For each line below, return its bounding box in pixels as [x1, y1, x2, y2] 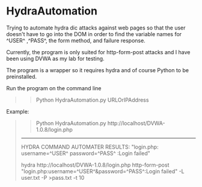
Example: [6, 108, 29, 115]
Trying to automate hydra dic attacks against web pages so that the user [6, 24, 186, 31]
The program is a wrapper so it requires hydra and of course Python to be [6, 66, 189, 73]
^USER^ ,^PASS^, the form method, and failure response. [6, 37, 145, 44]
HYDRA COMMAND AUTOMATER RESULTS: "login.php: [20, 143, 159, 150]
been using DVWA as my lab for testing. [6, 55, 105, 62]
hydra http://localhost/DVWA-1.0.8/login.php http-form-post [20, 161, 170, 168]
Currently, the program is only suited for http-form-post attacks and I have [6, 48, 191, 55]
